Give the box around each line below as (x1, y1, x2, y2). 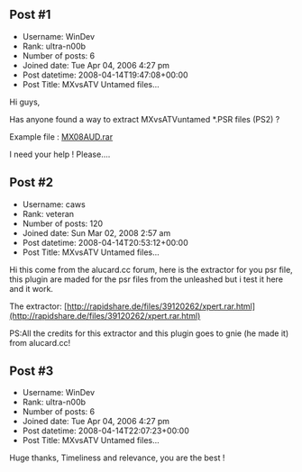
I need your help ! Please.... (9, 149, 111, 159)
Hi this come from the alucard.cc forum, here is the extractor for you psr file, (9, 264, 293, 275)
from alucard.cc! (9, 337, 71, 348)
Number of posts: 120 (22, 218, 104, 229)
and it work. (9, 283, 54, 294)
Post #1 (9, 7, 51, 23)
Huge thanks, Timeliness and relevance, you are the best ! (9, 452, 225, 463)
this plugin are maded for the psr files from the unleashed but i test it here (9, 274, 284, 285)
